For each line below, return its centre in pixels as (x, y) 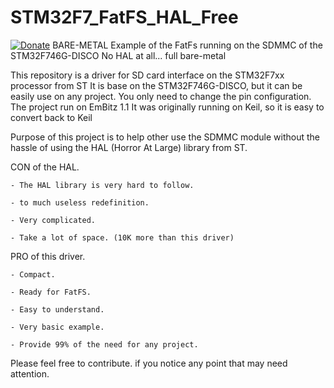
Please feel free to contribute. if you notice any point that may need (149, 363)
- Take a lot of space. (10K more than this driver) (122, 237)
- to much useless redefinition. (80, 202)
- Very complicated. (53, 220)
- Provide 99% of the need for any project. (104, 344)
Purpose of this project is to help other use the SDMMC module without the (165, 137)
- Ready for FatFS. (51, 292)
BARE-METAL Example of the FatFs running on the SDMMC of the (187, 45)
